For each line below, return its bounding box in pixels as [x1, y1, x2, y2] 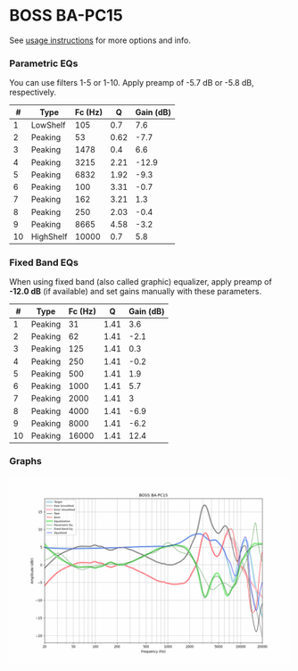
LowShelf [30, 120, 66, 130]
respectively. [9, 87, 56, 98]
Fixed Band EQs [9, 256, 79, 269]
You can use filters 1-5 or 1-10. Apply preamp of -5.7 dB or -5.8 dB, [9, 78, 254, 88]
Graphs [9, 455, 42, 468]
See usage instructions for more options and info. [9, 35, 192, 46]
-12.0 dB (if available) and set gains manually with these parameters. [9, 286, 261, 297]
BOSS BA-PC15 [9, 5, 123, 26]
